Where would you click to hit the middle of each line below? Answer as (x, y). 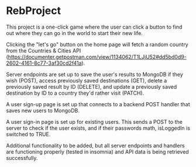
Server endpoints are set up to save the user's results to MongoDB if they (94, 74)
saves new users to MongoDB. (43, 110)
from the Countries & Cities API (44, 50)
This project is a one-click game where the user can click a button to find (94, 27)
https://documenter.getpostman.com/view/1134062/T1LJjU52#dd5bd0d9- (97, 57)
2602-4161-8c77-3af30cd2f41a (44, 63)
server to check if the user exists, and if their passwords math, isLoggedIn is (98, 128)
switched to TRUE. (28, 134)
